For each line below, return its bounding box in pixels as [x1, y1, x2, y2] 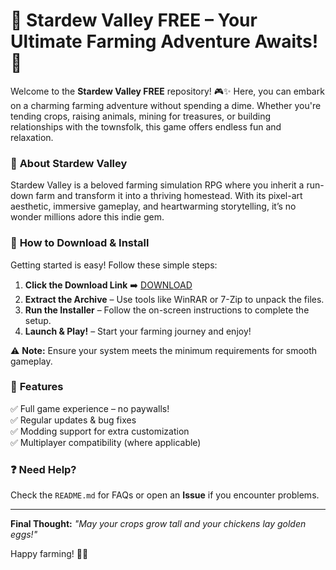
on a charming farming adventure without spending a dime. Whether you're [10, 99, 322, 111]
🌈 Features [10, 380, 64, 394]
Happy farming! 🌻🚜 [10, 548, 89, 560]
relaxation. [10, 131, 54, 143]
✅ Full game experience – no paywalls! [10, 402, 170, 414]
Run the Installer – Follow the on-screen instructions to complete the [24, 304, 310, 316]
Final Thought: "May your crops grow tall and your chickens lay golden [10, 518, 307, 530]
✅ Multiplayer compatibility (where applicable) [10, 436, 202, 448]
